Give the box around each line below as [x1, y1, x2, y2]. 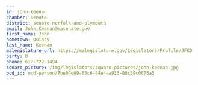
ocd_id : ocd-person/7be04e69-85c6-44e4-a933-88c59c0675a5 [6, 70, 155, 76]
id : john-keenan [6, 8, 47, 15]
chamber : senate [6, 14, 47, 20]
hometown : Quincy [6, 37, 50, 42]
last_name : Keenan [6, 42, 52, 48]
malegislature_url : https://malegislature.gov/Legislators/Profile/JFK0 [6, 48, 193, 54]
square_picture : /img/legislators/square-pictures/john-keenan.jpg [6, 64, 179, 71]
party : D [6, 53, 28, 59]
